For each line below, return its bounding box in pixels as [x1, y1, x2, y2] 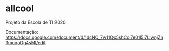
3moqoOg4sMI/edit [5, 39, 46, 45]
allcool [5, 3, 34, 14]
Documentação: [5, 29, 39, 35]
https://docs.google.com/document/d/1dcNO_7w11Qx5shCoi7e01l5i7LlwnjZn [5, 34, 164, 40]
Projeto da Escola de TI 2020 [5, 19, 66, 25]
